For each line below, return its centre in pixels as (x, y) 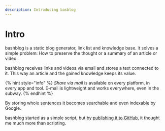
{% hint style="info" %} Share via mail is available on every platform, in (78, 83)
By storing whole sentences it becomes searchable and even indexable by (81, 103)
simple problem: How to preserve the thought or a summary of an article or (81, 53)
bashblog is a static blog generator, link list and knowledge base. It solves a (82, 48)
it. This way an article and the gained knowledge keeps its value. (71, 73)
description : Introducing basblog (41, 10)
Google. (13, 108)
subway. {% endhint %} (29, 93)
